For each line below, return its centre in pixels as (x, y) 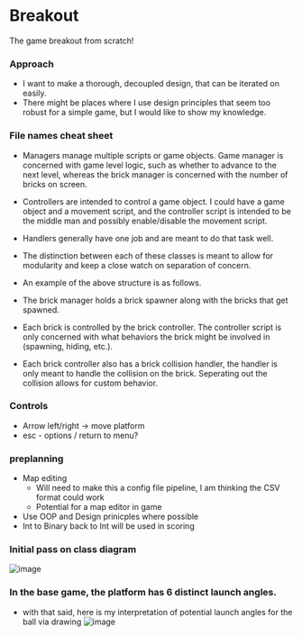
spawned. (41, 309)
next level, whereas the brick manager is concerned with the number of (155, 174)
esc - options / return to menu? (80, 435)
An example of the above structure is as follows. (112, 282)
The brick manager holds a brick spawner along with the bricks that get (155, 300)
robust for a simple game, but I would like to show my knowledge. (144, 113)
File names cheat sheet (61, 136)
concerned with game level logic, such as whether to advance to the (149, 165)
